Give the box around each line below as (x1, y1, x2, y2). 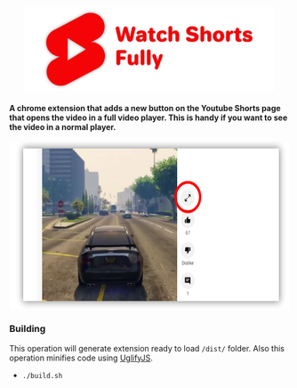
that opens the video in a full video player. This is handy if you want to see (9, 112, 288, 123)
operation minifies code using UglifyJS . (9, 352, 154, 363)
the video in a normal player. (9, 121, 116, 132)
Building (9, 323, 46, 335)
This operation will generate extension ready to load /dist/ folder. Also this (9, 343, 285, 353)
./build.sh (21, 371, 63, 380)
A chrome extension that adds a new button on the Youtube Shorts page (9, 102, 282, 113)
